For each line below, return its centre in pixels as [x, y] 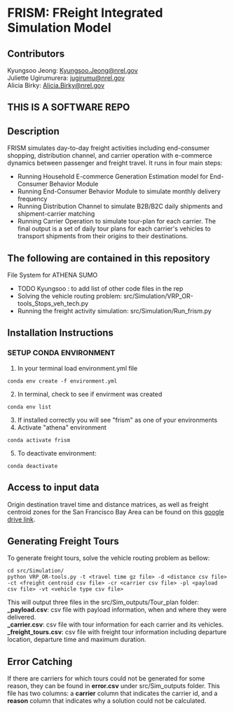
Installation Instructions [61, 333]
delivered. [22, 617]
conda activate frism [39, 440]
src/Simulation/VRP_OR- [159, 296]
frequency [32, 199]
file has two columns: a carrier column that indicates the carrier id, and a [112, 693]
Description [33, 131]
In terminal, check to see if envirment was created [90, 394]
